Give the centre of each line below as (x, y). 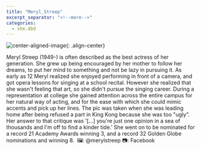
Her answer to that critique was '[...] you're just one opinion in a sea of (93, 121)
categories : (21, 23)
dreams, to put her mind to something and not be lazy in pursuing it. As (94, 70)
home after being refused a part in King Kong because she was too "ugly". (98, 115)
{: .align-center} (85, 46)
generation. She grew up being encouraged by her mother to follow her (94, 64)
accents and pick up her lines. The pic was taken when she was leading (95, 108)
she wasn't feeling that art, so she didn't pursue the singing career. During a (100, 89)
